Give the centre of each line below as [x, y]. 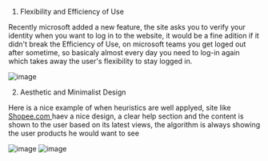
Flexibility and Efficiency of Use [72, 12]
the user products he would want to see [74, 133]
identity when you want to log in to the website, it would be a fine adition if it [134, 36]
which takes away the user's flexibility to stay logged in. [100, 61]
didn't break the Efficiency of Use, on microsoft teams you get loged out [127, 44]
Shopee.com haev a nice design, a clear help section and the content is [126, 116]
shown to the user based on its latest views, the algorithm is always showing [134, 125]
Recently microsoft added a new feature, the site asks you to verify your [127, 27]
